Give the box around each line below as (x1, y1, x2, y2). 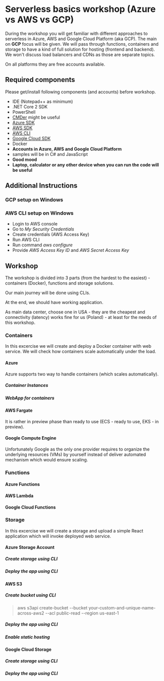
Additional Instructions (5, 181, 78, 190)
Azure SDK (12, 119, 35, 125)
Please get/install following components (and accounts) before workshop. (5, 88, 156, 95)
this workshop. (5, 319, 36, 326)
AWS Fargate (5, 407, 33, 413)
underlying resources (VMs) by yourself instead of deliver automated (5, 451, 146, 457)
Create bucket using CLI (5, 592, 56, 598)
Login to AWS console (12, 221, 58, 227)
